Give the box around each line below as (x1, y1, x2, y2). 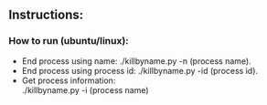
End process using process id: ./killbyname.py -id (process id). (21, 65, 258, 76)
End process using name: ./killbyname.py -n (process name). (21, 55, 252, 67)
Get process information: (21, 75, 116, 86)
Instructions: (8, 7, 84, 23)
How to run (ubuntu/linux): (8, 35, 129, 47)
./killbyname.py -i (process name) (21, 84, 149, 95)
